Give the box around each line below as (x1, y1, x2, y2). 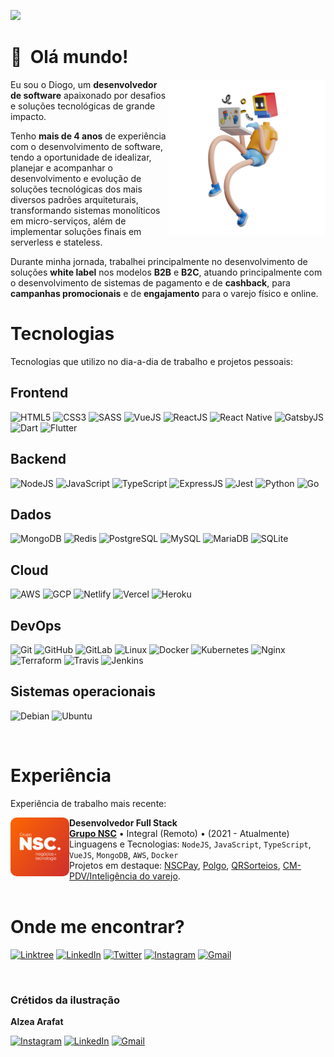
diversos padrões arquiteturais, (10, 193, 139, 205)
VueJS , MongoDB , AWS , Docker (69, 848, 179, 860)
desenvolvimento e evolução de (10, 172, 142, 184)
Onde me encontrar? (10, 915, 185, 938)
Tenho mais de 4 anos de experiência (10, 130, 167, 142)
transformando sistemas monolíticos (10, 204, 161, 216)
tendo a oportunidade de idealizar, (10, 151, 152, 163)
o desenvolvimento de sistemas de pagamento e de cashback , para (10, 276, 291, 289)
